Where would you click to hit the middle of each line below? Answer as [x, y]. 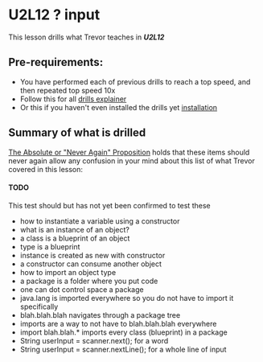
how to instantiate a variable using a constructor [100, 221]
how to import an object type [68, 272]
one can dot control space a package [82, 289]
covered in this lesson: [45, 169]
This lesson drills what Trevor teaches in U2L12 [86, 37]
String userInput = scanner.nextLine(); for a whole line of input [123, 349]
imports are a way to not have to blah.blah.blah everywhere [118, 323]
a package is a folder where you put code [89, 281]
